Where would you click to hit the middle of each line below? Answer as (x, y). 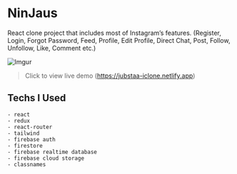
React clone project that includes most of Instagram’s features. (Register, (114, 33)
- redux (19, 121)
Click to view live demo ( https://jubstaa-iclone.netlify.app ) (110, 76)
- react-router (30, 127)
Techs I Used (37, 98)
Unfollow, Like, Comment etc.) (52, 48)
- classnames (27, 164)
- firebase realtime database (52, 152)
